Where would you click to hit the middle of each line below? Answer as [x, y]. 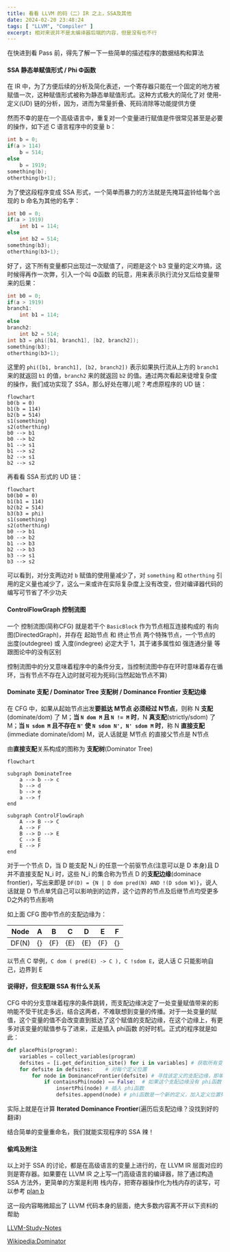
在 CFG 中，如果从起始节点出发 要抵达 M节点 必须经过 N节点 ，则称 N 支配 [110, 708]
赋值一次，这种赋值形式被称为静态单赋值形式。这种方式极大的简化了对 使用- [114, 95]
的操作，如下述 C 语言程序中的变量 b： [62, 127]
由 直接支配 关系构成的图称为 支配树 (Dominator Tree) [80, 749]
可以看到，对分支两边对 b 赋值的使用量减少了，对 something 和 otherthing [111, 575]
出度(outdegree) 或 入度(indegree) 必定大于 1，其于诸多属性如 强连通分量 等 [114, 643]
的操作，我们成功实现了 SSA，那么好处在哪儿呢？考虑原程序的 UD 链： [107, 384]
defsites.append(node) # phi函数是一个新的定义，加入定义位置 [138, 1095]
